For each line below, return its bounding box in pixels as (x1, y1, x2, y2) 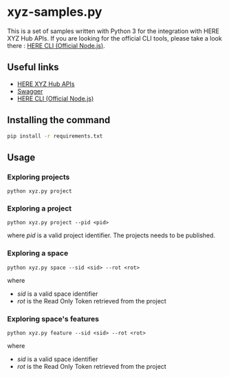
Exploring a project (7, 204, 72, 213)
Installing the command (7, 114, 111, 126)
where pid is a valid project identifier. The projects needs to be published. (7, 231, 215, 239)
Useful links (7, 61, 60, 73)
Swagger (17, 87, 43, 95)
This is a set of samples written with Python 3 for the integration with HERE (7, 27, 220, 35)
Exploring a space (7, 248, 69, 258)
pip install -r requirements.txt (7, 132, 103, 140)
